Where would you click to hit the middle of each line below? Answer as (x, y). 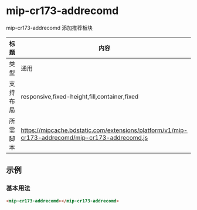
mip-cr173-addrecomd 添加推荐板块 (49, 28)
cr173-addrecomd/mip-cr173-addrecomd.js (84, 137)
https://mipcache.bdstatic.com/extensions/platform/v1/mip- (104, 130)
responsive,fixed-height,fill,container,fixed (80, 96)
